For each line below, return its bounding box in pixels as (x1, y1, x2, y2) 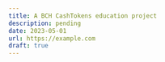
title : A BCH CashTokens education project (8, 11, 158, 20)
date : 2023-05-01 (8, 27, 67, 35)
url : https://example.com (8, 34, 95, 43)
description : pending (8, 19, 82, 27)
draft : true (8, 42, 49, 50)
